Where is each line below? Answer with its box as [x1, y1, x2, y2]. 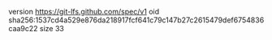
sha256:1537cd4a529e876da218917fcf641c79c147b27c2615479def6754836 [8, 15, 265, 25]
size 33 [39, 24, 65, 33]
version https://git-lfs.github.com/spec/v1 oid [8, 7, 160, 16]
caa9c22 [8, 24, 38, 33]
